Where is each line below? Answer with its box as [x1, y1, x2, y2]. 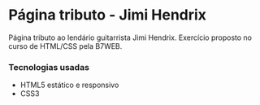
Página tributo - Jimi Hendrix [8, 6, 207, 24]
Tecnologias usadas [8, 61, 89, 72]
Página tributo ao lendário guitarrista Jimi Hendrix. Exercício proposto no [8, 33, 252, 42]
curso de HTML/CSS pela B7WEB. [8, 41, 123, 50]
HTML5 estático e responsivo [19, 80, 119, 90]
